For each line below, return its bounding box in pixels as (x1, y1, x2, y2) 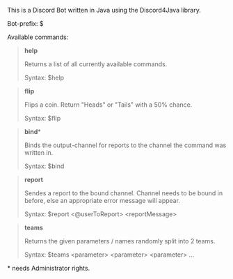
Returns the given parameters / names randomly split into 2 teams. (24, 237, 216, 245)
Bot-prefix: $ (7, 20, 44, 27)
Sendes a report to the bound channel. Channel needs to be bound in (24, 189, 223, 197)
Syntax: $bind (24, 162, 65, 170)
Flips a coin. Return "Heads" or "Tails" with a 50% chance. (24, 100, 193, 109)
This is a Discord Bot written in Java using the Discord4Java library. (7, 6, 202, 14)
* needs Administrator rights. (7, 264, 90, 272)
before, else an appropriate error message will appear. (24, 197, 181, 204)
